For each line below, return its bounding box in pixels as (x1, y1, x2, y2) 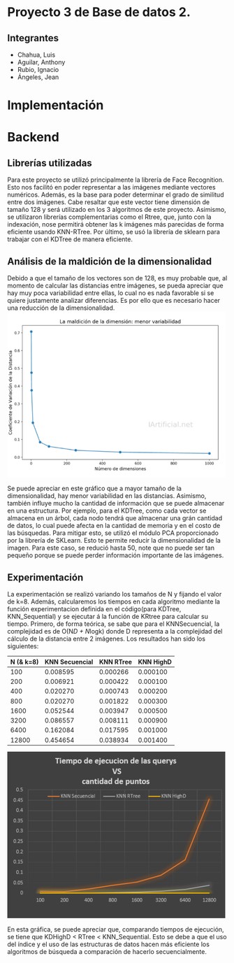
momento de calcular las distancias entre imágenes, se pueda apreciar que (7, 281, 224, 290)
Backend (7, 129, 59, 145)
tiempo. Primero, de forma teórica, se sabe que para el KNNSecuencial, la (7, 620, 220, 628)
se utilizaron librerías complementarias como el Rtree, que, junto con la (7, 213, 212, 221)
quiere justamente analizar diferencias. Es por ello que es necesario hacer (7, 297, 221, 304)
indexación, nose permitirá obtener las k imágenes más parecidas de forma (7, 220, 224, 229)
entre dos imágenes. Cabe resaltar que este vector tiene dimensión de (7, 198, 210, 206)
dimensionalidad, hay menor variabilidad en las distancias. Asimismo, (7, 492, 207, 500)
